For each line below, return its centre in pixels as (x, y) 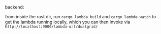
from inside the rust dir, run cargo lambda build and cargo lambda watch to (80, 17)
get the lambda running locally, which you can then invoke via (68, 22)
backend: (15, 7)
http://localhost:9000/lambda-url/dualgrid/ (51, 27)
